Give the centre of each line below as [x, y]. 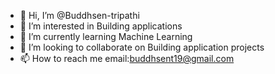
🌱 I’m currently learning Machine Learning [106, 36]
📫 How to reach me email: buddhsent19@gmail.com [127, 58]
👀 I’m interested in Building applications [101, 26]
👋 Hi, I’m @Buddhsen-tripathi [79, 15]
